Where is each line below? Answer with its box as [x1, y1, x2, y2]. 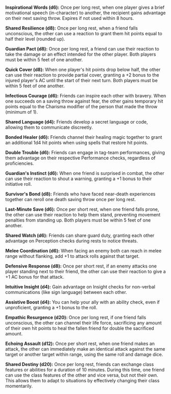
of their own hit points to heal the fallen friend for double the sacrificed [5, 325, 154, 331]
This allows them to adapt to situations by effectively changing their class [5, 378, 160, 383]
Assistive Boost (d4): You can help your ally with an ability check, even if [5, 299, 160, 305]
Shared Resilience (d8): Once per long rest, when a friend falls [5, 25, 138, 31]
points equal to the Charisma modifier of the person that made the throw [5, 104, 158, 109]
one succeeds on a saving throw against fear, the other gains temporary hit [5, 98, 163, 104]
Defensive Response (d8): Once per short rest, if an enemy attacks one [5, 263, 157, 269]
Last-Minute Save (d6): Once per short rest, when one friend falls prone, [5, 206, 159, 212]
